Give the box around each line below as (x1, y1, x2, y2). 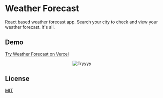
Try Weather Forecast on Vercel (5, 51, 69, 57)
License (5, 75, 30, 83)
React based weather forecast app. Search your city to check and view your (5, 19, 158, 25)
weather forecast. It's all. (5, 24, 55, 30)
